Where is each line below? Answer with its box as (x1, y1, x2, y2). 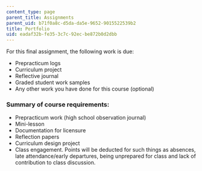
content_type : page (6, 8, 55, 15)
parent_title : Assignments (6, 15, 74, 21)
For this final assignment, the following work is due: (6, 48, 134, 55)
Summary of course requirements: (6, 100, 110, 109)
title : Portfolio (6, 25, 50, 32)
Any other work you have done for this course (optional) (14, 85, 155, 92)
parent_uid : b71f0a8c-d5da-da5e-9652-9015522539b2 (6, 20, 136, 26)
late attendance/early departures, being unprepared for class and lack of (14, 152, 196, 160)
